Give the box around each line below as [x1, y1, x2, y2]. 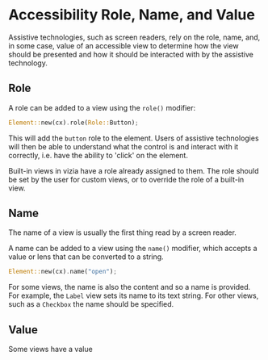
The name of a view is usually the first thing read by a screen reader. [8, 228, 237, 237]
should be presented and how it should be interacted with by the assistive [8, 49, 254, 59]
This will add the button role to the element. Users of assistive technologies [8, 133, 260, 143]
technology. [8, 58, 48, 68]
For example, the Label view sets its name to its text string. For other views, [8, 291, 259, 300]
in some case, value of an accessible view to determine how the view [8, 40, 240, 50]
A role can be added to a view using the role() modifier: [8, 103, 196, 112]
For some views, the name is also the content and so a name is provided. [8, 283, 251, 292]
